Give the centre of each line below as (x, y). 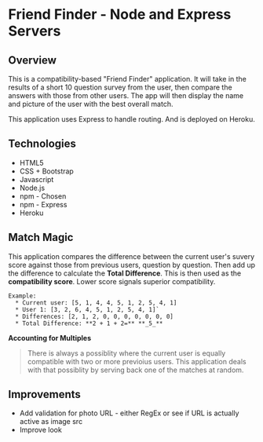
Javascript (37, 179)
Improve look (41, 430)
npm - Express (43, 204)
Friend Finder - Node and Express (120, 15)
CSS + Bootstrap (47, 171)
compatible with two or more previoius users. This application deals (137, 361)
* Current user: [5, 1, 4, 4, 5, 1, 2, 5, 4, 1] (96, 303)
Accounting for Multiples (50, 338)
